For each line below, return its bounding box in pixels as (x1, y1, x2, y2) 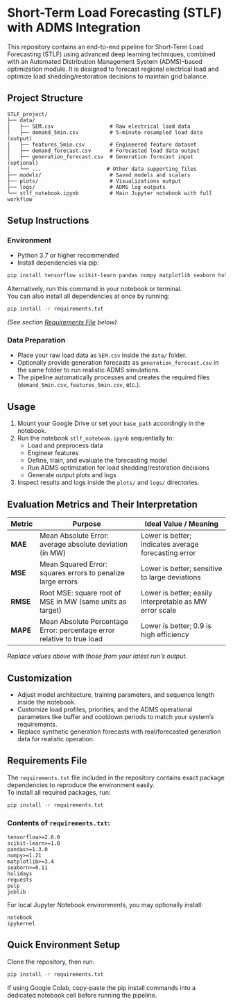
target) (39, 606, 62, 616)
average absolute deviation (39, 540, 128, 550)
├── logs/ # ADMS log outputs (7, 183, 166, 190)
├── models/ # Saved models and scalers (7, 172, 191, 179)
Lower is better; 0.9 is (141, 621, 212, 631)
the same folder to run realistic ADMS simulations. (17, 366, 161, 374)
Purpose (72, 519, 102, 529)
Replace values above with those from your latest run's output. (7, 652, 187, 661)
